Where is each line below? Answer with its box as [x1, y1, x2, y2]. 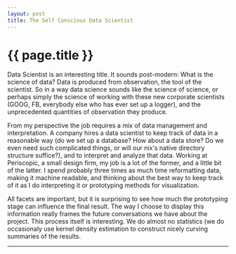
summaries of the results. [7, 232, 81, 241]
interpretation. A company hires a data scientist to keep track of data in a [7, 129, 218, 137]
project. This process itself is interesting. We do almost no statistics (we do [7, 217, 225, 226]
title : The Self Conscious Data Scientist [7, 17, 133, 24]
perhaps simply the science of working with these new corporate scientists [7, 93, 225, 101]
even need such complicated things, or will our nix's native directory [7, 144, 205, 152]
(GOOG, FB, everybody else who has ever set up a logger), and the [7, 100, 202, 109]
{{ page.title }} [7, 47, 94, 63]
